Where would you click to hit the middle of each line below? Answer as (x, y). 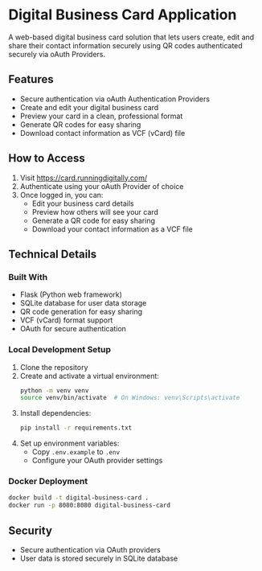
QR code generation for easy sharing (81, 312)
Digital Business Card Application (123, 15)
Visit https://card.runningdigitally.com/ (83, 178)
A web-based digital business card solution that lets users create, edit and (131, 37)
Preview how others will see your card (95, 212)
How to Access (47, 158)
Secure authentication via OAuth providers (90, 550)
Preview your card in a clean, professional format (101, 116)
